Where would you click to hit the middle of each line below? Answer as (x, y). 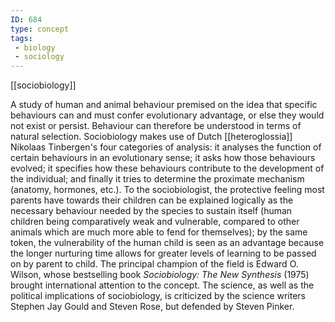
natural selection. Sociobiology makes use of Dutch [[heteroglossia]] (151, 137)
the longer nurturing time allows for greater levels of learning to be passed (163, 253)
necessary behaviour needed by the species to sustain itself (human (151, 211)
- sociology (39, 57)
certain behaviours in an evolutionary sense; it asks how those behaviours (163, 158)
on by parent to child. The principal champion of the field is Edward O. (154, 264)
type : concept (40, 29)
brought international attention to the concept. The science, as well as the (162, 285)
